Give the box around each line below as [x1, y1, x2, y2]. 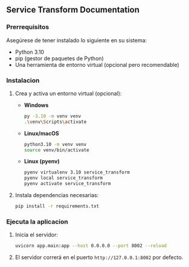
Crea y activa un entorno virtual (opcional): [14, 90, 122, 97]
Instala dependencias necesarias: [14, 192, 99, 199]
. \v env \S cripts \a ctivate [24, 119, 87, 125]
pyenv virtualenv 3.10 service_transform [24, 169, 130, 175]
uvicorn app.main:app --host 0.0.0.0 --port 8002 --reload [14, 243, 167, 249]
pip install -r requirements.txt [14, 203, 100, 210]
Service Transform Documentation [6, 5, 140, 15]
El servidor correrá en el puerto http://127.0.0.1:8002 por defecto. [14, 254, 184, 261]
